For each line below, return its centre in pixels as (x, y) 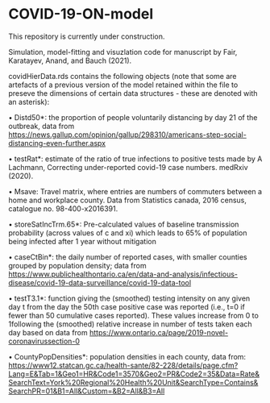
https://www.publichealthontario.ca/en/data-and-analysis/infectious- (123, 274)
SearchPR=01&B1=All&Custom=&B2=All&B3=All (87, 391)
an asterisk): (29, 102)
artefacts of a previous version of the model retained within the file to (123, 85)
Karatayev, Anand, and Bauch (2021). (70, 60)
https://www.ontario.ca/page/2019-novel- (158, 332)
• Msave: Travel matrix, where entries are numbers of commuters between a (135, 191)
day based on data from (48, 332)
